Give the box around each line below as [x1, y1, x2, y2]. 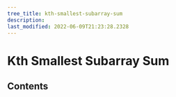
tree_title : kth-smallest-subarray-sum [7, 10, 123, 17]
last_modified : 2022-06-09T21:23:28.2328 [7, 23, 129, 30]
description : [7, 17, 45, 24]
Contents [7, 80, 49, 92]
